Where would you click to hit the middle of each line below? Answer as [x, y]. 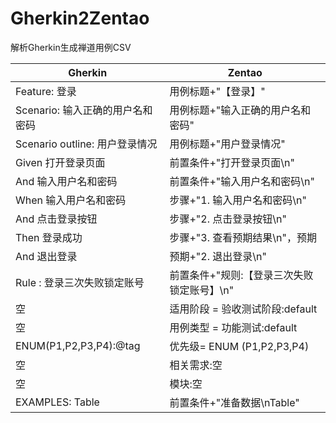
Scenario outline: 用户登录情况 [86, 144]
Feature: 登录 [46, 91]
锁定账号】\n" [202, 290]
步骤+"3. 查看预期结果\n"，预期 [243, 237]
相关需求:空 [196, 365]
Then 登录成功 [49, 237]
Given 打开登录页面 [60, 162]
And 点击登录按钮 [56, 219]
